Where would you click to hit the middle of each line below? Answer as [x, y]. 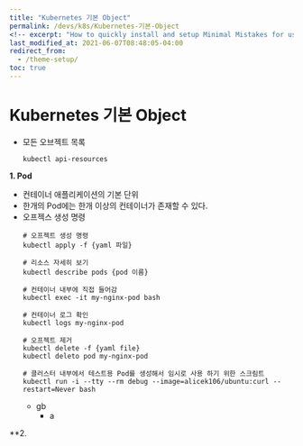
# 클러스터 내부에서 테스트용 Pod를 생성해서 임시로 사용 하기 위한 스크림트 [143, 373]
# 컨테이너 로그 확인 [55, 315]
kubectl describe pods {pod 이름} [85, 272]
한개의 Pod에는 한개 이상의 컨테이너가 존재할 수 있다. [115, 205]
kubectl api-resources [65, 159]
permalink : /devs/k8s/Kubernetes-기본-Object [95, 26]
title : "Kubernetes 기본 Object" [70, 18]
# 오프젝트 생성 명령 [55, 235]
